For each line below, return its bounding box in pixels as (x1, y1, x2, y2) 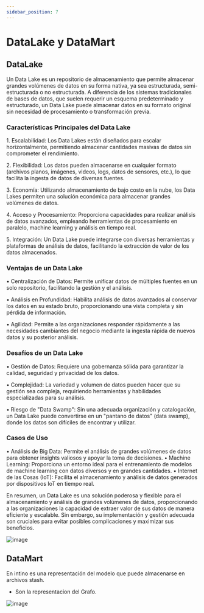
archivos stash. (6, 576, 44, 583)
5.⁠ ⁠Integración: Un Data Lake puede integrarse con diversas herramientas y (6, 236, 195, 243)
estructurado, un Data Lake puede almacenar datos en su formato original (6, 101, 192, 108)
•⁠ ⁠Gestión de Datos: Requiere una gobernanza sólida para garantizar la (6, 363, 184, 370)
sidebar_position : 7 (6, 9, 59, 15)
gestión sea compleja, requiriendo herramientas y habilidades (6, 387, 161, 394)
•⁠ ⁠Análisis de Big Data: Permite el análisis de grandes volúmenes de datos (6, 447, 192, 455)
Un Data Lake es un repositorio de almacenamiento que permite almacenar (6, 75, 194, 83)
